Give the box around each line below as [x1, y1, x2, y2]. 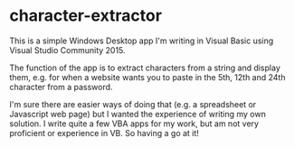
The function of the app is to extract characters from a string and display [9, 62, 280, 73]
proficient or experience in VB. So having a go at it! [9, 127, 199, 138]
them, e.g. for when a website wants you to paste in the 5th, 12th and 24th [9, 71, 286, 82]
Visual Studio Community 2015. [9, 44, 126, 55]
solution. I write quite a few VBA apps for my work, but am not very [9, 118, 260, 129]
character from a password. [9, 81, 113, 92]
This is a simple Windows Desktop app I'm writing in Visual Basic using [9, 35, 274, 46]
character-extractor [9, 5, 163, 26]
